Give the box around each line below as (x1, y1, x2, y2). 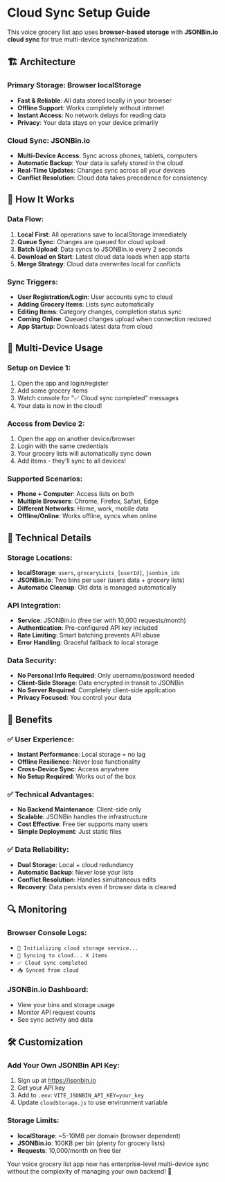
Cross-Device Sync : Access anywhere (17, 765, 129, 773)
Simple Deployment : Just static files (17, 828, 123, 836)
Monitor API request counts (17, 1008, 96, 1016)
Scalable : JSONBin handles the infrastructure (17, 813, 147, 821)
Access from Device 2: (7, 418, 85, 428)
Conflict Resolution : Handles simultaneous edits (17, 875, 156, 884)
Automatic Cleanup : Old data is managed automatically (17, 583, 177, 591)
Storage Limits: (7, 1115, 60, 1125)
